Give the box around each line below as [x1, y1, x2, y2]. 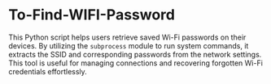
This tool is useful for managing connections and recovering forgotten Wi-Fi [8, 58, 263, 68]
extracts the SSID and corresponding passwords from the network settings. [8, 49, 262, 59]
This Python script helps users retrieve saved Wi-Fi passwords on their [8, 32, 247, 42]
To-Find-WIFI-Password [8, 6, 175, 24]
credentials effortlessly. [8, 66, 87, 76]
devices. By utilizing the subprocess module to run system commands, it [8, 40, 249, 50]
